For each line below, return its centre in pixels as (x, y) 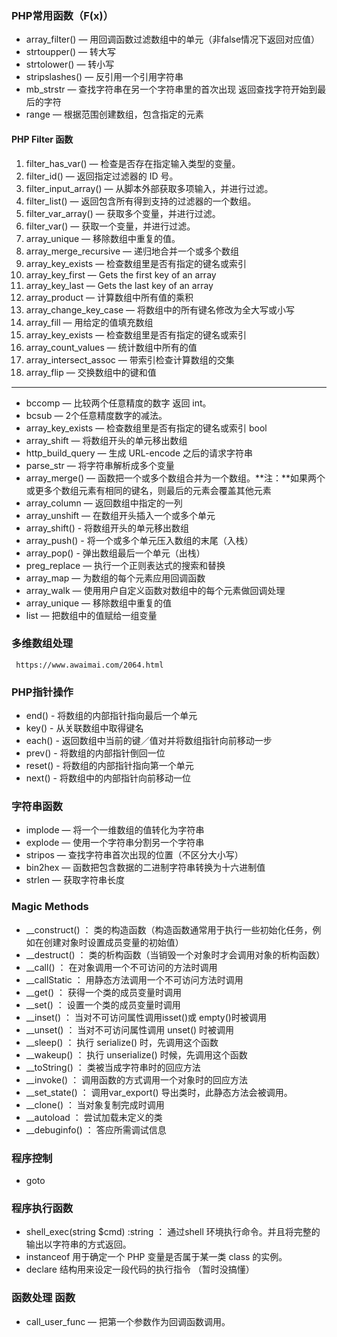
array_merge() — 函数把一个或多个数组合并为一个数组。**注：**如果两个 (175, 478)
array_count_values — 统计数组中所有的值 (111, 347)
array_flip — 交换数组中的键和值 (91, 372)
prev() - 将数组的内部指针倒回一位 (95, 753)
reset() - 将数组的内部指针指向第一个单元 (109, 766)
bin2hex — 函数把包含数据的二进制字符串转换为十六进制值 (145, 868)
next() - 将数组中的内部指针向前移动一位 (108, 778)
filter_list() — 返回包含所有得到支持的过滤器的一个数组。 (141, 201)
